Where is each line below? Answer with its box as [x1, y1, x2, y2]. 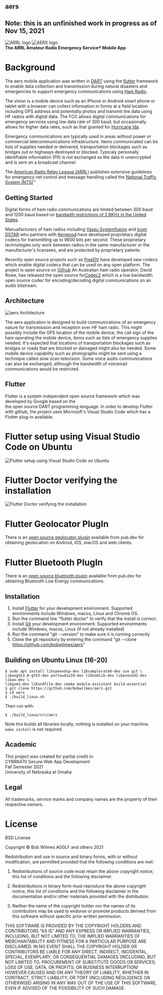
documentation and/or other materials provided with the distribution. [12, 893, 149, 899]
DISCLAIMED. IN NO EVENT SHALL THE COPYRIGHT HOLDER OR [5, 943, 137, 949]
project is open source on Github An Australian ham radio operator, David [5, 267, 152, 273]
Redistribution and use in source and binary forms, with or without [5, 854, 138, 860]
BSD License [5, 835, 31, 840]
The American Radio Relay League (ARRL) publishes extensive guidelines [5, 169, 152, 175]
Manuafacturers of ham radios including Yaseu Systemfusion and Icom [5, 226, 147, 232]
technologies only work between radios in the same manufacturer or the [5, 242, 150, 247]
